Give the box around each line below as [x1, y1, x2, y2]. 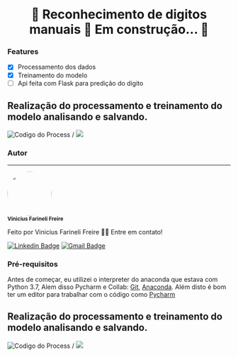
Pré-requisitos [7, 259, 58, 268]
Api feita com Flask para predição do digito [17, 79, 144, 87]
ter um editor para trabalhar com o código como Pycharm [7, 290, 176, 299]
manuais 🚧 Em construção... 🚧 [29, 21, 209, 38]
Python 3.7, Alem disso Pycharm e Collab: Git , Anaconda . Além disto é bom [7, 283, 227, 291]
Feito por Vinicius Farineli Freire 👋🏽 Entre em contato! [7, 227, 163, 236]
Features [7, 47, 39, 57]
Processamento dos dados [17, 63, 96, 72]
